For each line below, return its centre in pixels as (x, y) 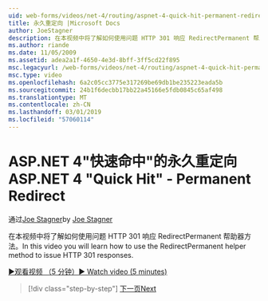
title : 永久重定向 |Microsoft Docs (65, 23)
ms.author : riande (39, 46)
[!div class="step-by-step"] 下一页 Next (92, 288)
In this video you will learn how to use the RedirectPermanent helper (134, 246)
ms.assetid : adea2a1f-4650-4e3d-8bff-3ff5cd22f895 (94, 61)
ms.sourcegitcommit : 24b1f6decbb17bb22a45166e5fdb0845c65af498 (116, 90)
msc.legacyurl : (33, 68)
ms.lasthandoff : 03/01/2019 (55, 113)
